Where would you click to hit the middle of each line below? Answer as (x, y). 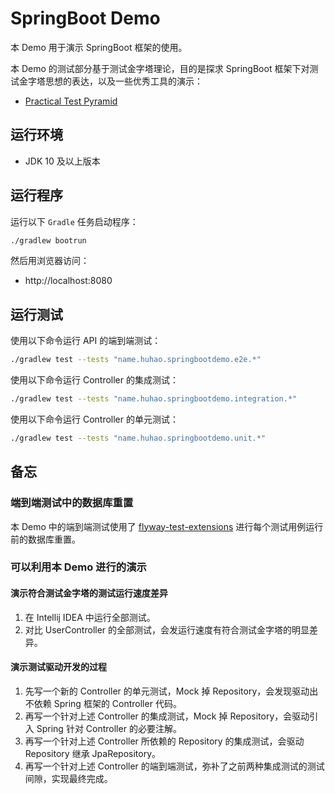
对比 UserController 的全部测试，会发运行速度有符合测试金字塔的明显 (167, 629)
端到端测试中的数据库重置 (72, 503)
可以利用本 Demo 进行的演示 (78, 567)
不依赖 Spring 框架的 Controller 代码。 (103, 703)
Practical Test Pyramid (71, 101)
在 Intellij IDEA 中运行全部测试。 (90, 617)
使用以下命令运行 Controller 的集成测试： (94, 380)
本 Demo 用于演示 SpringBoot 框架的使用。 (99, 47)
